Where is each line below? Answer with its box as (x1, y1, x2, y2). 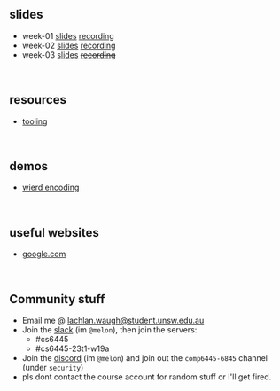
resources (9, 92, 66, 107)
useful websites (9, 225, 99, 240)
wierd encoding (21, 182, 80, 193)
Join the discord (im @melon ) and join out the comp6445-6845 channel (21, 353, 268, 364)
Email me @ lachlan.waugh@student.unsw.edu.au (21, 315, 205, 326)
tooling (21, 115, 48, 127)
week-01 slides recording (21, 30, 114, 41)
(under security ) (21, 363, 84, 373)
